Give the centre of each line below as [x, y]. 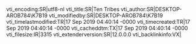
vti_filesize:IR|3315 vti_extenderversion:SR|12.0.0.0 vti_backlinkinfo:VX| [94, 34]
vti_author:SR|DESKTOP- [151, 9]
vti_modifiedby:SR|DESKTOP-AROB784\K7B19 [106, 15]
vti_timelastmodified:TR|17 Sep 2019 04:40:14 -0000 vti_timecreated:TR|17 [98, 22]
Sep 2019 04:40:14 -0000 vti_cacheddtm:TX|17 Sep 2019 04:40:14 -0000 [97, 28]
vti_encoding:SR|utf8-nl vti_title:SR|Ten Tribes [63, 9]
